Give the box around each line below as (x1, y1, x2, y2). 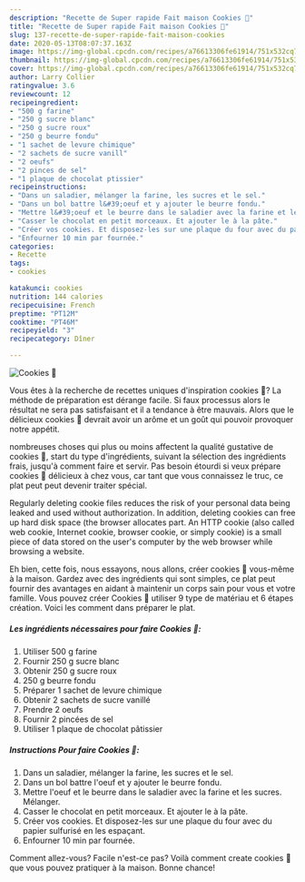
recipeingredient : (9, 97, 79, 107)
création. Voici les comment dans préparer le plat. (9, 603, 196, 613)
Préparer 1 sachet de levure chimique (22, 684, 162, 695)
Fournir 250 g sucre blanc (22, 655, 120, 666)
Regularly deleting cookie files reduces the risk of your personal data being (9, 498, 290, 508)
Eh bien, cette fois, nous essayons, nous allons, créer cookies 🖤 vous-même (9, 563, 295, 574)
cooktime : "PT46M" (9, 318, 79, 327)
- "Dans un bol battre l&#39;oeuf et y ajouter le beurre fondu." (9, 199, 266, 209)
